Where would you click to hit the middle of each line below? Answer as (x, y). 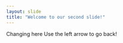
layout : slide (24, 11)
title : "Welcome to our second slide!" (56, 17)
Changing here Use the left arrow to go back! (62, 34)
